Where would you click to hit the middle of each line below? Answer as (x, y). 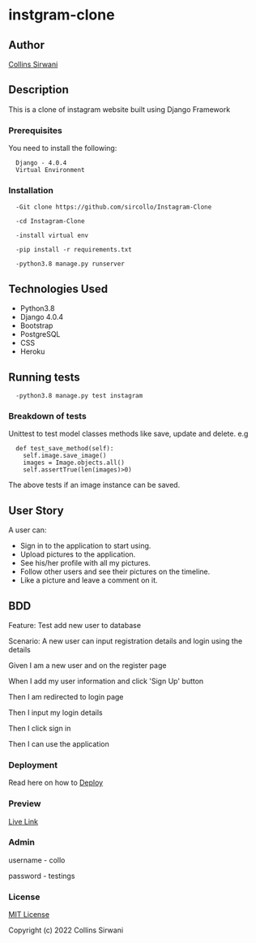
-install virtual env (52, 236)
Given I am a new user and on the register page (87, 665)
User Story (36, 510)
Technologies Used (58, 288)
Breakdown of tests (47, 416)
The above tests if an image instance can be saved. (94, 485)
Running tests (45, 377)
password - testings (42, 876)
